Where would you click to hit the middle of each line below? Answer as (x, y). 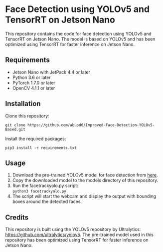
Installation (23, 104)
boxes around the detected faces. (47, 201)
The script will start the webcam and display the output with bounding (84, 196)
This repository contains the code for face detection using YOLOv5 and (79, 33)
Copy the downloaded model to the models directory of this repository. (85, 180)
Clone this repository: (27, 115)
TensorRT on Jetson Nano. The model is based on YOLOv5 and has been (80, 39)
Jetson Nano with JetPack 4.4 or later (51, 72)
